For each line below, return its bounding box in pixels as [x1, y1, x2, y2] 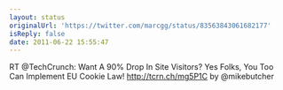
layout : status [9, 12, 66, 22]
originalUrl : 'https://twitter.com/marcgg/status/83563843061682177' [9, 21, 272, 30]
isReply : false [9, 29, 66, 38]
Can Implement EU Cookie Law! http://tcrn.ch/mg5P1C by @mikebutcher [9, 71, 275, 82]
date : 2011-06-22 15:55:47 [9, 37, 109, 47]
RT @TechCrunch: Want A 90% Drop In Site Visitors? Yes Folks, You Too [9, 62, 274, 72]
